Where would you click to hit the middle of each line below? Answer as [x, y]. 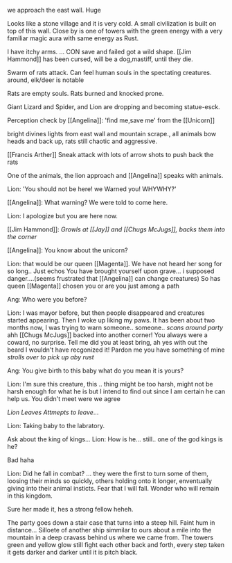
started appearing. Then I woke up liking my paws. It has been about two [111, 320]
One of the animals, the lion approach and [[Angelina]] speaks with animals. [115, 176]
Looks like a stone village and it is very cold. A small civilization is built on [112, 23]
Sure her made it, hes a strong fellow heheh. [70, 509]
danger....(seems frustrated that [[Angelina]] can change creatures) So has [114, 278]
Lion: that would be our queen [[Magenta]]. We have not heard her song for [115, 264]
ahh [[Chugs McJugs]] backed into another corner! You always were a [107, 335]
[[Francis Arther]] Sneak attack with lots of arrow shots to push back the [110, 155]
